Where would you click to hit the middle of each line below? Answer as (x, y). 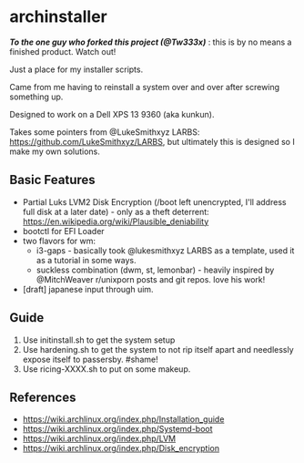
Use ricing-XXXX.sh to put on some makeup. (106, 369)
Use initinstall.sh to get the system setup (99, 340)
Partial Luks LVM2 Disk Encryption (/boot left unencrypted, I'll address (154, 201)
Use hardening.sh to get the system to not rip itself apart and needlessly (158, 349)
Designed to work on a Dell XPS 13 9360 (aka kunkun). (112, 114)
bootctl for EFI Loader (63, 231)
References (43, 397)
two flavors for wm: (59, 241)
